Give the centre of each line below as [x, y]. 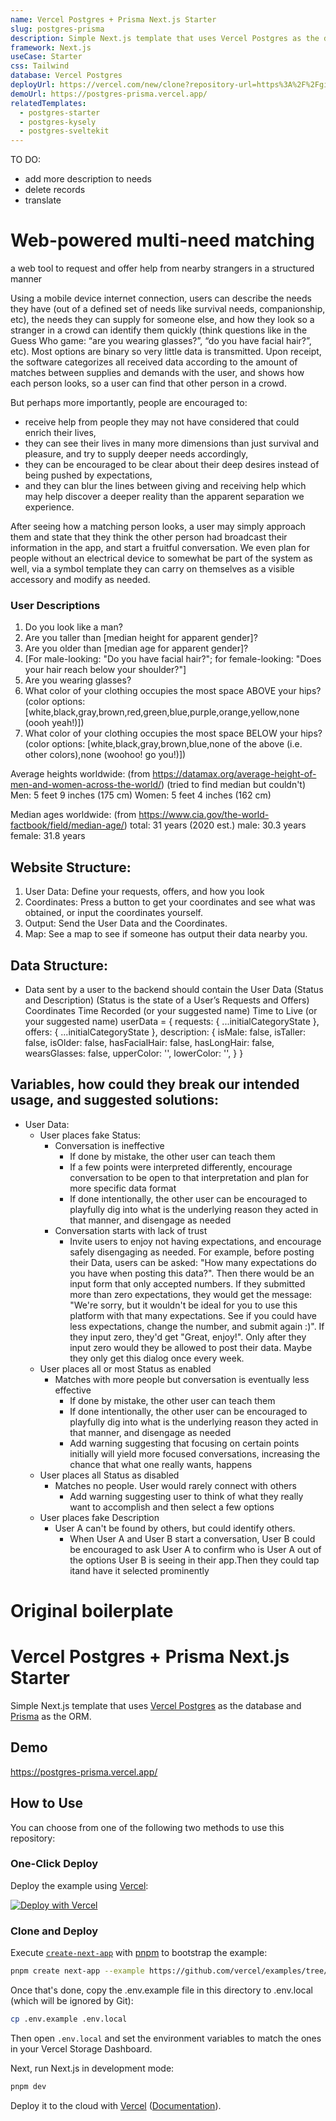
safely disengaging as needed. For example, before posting [192, 1252]
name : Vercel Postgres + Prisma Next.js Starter [113, 19]
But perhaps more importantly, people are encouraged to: [129, 403]
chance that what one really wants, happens [161, 1464]
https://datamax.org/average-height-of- [234, 774]
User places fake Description [99, 1517]
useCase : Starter [46, 57]
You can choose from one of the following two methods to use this [147, 1827]
